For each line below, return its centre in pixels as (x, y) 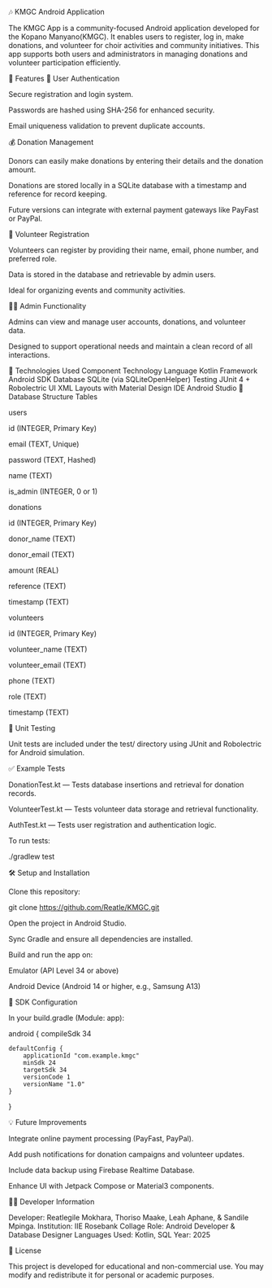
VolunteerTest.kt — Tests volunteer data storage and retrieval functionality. (134, 809)
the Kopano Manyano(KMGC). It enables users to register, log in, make (126, 37)
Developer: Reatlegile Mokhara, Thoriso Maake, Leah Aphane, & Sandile (129, 1218)
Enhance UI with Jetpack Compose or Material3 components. (111, 1186)
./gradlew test (32, 856)
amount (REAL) (34, 570)
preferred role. (32, 259)
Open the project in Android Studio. (68, 923)
